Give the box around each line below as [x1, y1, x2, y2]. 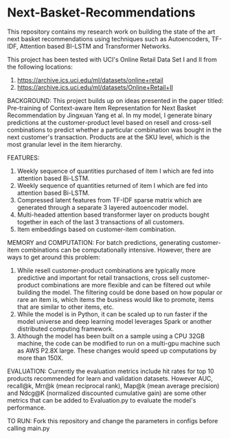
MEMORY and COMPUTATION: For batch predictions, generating [7, 238, 190, 246]
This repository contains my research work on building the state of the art [7, 27, 216, 36]
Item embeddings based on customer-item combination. [16, 225, 176, 233]
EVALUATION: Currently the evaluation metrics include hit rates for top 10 [7, 367, 214, 375]
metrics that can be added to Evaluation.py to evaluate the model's [7, 396, 196, 404]
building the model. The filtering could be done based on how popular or [16, 288, 223, 296]
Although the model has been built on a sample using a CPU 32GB [16, 331, 205, 340]
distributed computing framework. [16, 324, 115, 333]
